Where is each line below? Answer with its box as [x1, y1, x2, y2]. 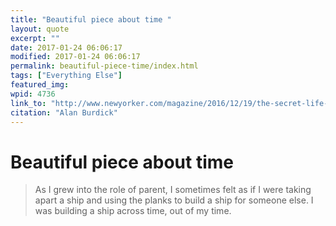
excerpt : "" [10, 33, 60, 43]
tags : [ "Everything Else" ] [10, 71, 123, 81]
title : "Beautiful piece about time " [10, 14, 172, 25]
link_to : [10, 98, 47, 108]
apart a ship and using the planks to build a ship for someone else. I [34, 194, 314, 206]
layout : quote [10, 24, 70, 34]
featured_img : [10, 80, 70, 90]
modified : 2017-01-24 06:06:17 [10, 52, 141, 62]
